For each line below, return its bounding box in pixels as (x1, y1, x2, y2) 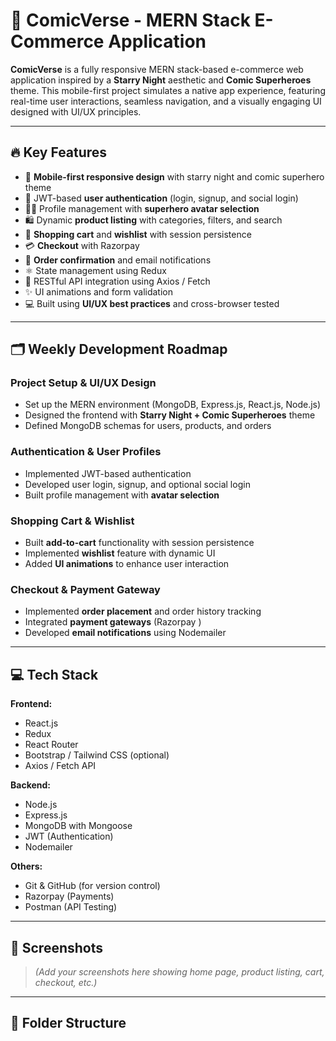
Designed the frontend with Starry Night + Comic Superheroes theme (24, 409, 316, 421)
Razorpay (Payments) (24, 890, 115, 903)
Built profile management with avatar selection (24, 489, 220, 501)
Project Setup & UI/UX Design (10, 376, 157, 390)
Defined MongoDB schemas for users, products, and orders (24, 420, 272, 432)
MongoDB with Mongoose (24, 820, 133, 832)
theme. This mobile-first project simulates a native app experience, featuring (10, 84, 326, 96)
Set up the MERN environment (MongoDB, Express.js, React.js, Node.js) (24, 399, 322, 411)
